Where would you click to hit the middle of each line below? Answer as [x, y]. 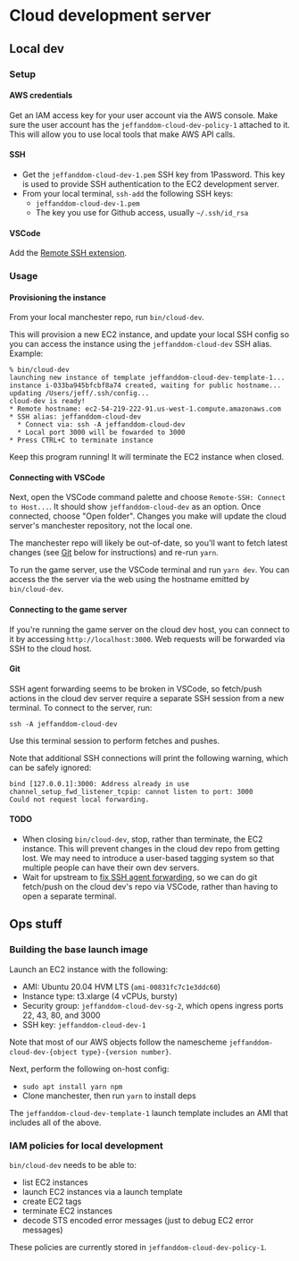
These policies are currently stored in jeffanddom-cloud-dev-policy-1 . [138, 1248]
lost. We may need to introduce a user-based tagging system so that [148, 859]
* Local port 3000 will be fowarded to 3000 [101, 433]
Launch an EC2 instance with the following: [89, 969]
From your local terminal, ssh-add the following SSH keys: [128, 193]
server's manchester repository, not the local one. [101, 526]
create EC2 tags [52, 1202]
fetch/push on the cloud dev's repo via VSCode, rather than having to [150, 887]
